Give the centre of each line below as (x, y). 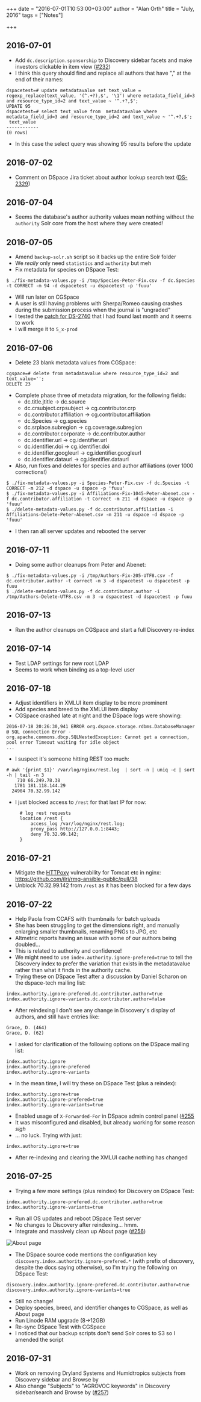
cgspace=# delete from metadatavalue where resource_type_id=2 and (93, 374)
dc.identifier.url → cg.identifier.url (65, 440)
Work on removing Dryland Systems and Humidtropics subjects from (100, 1373)
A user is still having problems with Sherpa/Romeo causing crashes (98, 304)
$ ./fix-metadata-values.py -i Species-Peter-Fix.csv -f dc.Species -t (98, 483)
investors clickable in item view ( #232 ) (63, 66)
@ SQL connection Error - (39, 732)
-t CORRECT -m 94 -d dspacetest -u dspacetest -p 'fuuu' (79, 286)
